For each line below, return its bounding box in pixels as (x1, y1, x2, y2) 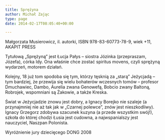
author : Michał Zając (5, 12, 50, 17)
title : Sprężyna (5, 7, 38, 12)
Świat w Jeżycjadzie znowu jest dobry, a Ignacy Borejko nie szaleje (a (5, 99, 147, 105)
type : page (5, 16, 28, 21)
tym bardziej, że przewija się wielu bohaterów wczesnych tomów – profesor (5, 79, 159, 85)
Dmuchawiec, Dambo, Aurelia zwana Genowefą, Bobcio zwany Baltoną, (5, 84, 151, 90)
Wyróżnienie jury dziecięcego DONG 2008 (5, 129, 92, 136)
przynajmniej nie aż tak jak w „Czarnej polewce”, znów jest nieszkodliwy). (5, 104, 155, 110)
